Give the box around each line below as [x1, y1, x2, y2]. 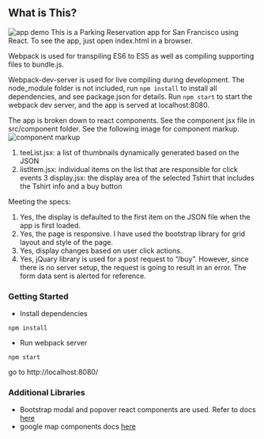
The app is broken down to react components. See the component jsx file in [8, 115, 255, 125]
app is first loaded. [19, 220, 81, 230]
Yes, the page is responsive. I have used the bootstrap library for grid [19, 229, 246, 239]
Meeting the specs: [8, 197, 71, 206]
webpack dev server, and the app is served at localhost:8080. [8, 100, 210, 109]
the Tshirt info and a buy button [19, 181, 123, 191]
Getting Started [8, 291, 69, 302]
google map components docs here [19, 422, 136, 431]
